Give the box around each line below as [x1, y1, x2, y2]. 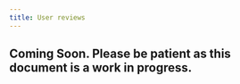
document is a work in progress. [9, 60, 193, 76]
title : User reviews [9, 13, 87, 22]
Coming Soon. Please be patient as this [9, 46, 232, 62]
